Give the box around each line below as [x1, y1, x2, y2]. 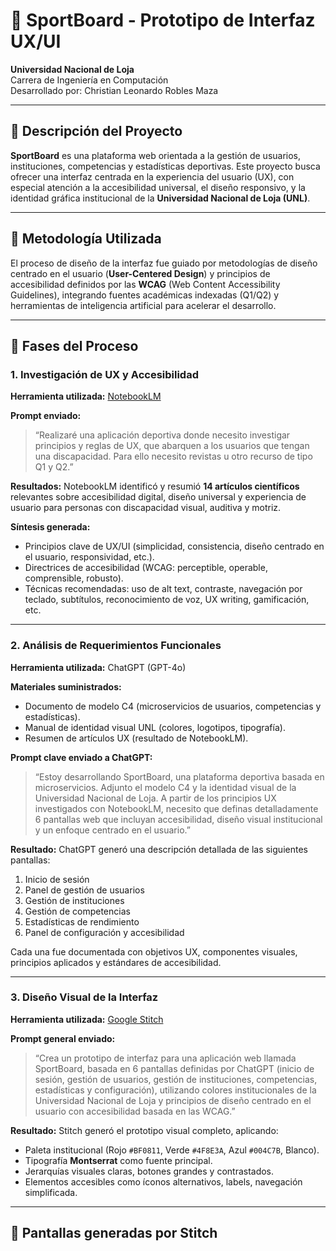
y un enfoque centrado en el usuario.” [34, 824, 191, 836]
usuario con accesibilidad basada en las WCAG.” [34, 1105, 236, 1117]
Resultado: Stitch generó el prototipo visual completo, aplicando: [10, 1124, 279, 1136]
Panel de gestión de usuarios [24, 884, 145, 896]
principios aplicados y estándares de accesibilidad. [10, 956, 222, 968]
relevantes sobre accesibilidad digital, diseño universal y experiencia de [10, 491, 307, 503]
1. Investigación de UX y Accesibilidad [10, 367, 199, 381]
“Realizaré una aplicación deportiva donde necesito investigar [34, 429, 291, 441]
